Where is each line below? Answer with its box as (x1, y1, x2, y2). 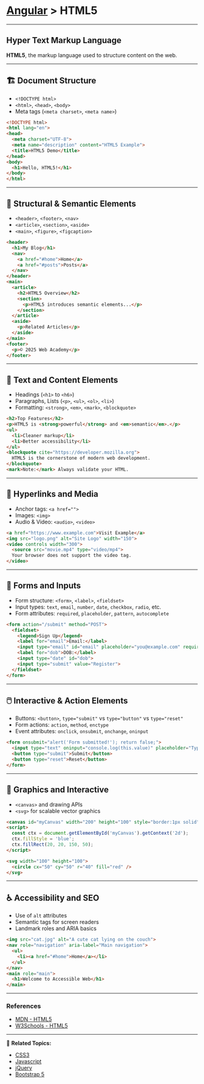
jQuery (15, 1065, 32, 1072)
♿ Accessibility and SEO (6, 892, 100, 903)
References (6, 1002, 41, 1010)
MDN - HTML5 (15, 1016, 52, 1023)
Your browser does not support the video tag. (12, 553, 132, 559)
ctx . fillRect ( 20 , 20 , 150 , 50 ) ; (12, 841, 94, 848)
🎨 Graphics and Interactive (6, 785, 109, 795)
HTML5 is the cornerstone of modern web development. (12, 455, 151, 461)
